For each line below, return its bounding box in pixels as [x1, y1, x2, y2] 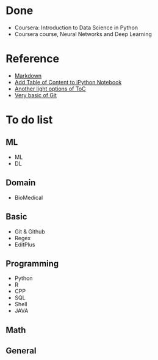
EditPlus [14, 241, 35, 248]
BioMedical [14, 194, 43, 201]
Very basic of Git [14, 91, 57, 98]
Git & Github [14, 227, 45, 235]
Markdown [14, 72, 42, 79]
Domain [5, 178, 36, 188]
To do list [5, 113, 53, 127]
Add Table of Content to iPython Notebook [14, 78, 122, 86]
